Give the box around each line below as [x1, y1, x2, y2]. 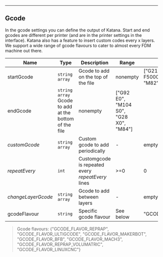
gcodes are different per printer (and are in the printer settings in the [5, 32, 142, 38]
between [78, 193, 98, 200]
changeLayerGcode [7, 193, 53, 200]
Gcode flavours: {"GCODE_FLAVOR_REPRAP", [16, 226, 109, 232]
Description [81, 59, 109, 66]
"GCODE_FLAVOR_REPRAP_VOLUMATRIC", [16, 241, 103, 247]
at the [57, 109, 71, 116]
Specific [78, 207, 98, 214]
